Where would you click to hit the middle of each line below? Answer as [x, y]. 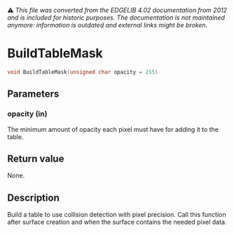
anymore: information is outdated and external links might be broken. [108, 25]
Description [33, 198]
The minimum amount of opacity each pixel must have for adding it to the [113, 129]
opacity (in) [27, 114]
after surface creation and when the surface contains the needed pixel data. [117, 222]
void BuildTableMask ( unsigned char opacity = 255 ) [83, 72]
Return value [36, 158]
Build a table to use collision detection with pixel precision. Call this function [117, 215]
